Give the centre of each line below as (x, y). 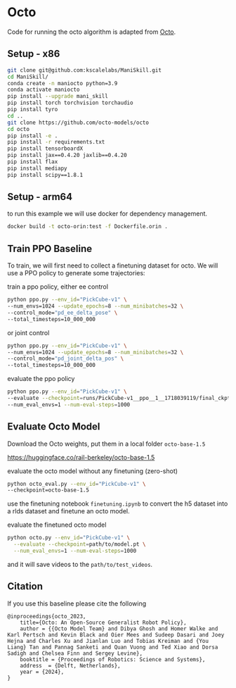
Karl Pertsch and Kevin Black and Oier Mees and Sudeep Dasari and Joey (116, 634)
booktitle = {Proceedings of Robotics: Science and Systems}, (113, 659)
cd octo (19, 129)
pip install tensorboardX (45, 149)
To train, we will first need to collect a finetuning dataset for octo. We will (113, 265)
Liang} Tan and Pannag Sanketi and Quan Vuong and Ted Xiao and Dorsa (113, 647)
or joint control (28, 332)
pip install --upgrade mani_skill (58, 96)
